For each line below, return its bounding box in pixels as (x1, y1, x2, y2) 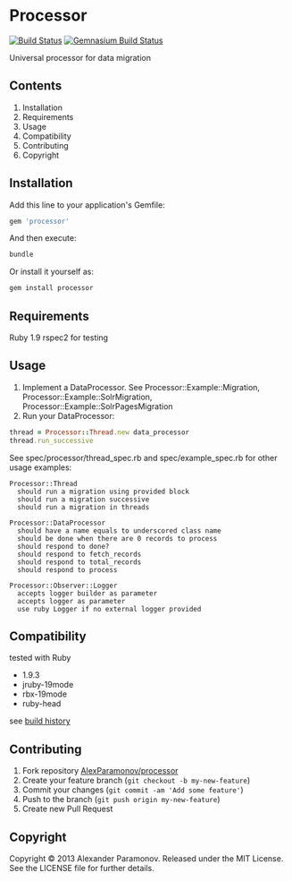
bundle (9, 250, 34, 260)
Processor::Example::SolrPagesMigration (21, 400, 173, 412)
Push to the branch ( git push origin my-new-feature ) (21, 794, 221, 805)
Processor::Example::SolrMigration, (21, 391, 153, 402)
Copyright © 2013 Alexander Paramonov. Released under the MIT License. (9, 853, 284, 864)
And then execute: (9, 233, 77, 244)
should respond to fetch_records (17, 550, 142, 559)
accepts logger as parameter (17, 596, 126, 605)
